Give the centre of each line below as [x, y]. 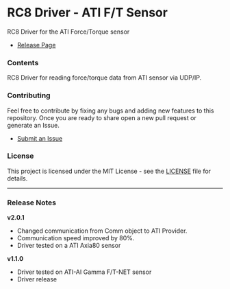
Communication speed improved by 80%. [76, 238]
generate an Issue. [33, 125]
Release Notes [32, 203]
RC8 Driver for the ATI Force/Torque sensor [68, 32]
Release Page [36, 45]
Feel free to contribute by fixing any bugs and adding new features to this [111, 111]
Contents [23, 62]
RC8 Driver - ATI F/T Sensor [87, 13]
